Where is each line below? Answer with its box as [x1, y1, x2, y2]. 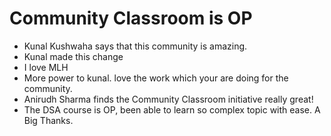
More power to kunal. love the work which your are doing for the [23, 72, 289, 84]
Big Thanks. [23, 114, 74, 126]
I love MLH [23, 61, 69, 73]
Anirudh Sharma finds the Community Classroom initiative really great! [23, 93, 314, 105]
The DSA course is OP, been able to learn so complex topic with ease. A [23, 103, 321, 116]
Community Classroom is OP [9, 7, 253, 30]
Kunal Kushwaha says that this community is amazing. [23, 40, 248, 52]
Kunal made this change [23, 50, 124, 62]
